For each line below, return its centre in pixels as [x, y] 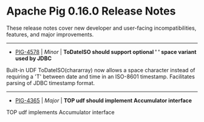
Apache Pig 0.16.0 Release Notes [91, 11]
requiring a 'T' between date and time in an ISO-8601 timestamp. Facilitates [101, 76]
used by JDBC [33, 58]
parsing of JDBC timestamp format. [51, 83]
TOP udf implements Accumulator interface [60, 112]
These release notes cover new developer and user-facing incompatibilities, [101, 28]
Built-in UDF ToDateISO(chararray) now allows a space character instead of [101, 70]
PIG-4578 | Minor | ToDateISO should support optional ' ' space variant [106, 52]
